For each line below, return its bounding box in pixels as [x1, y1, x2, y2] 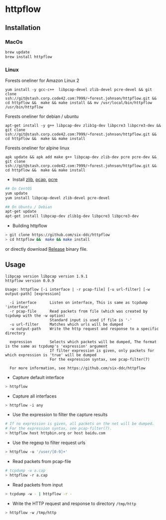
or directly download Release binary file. [5, 246, 88, 252]
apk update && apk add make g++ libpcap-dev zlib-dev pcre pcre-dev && [5, 154, 157, 159]
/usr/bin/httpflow [5, 104, 43, 109]
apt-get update [5, 209, 37, 214]
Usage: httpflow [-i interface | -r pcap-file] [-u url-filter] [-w [5, 287, 150, 292]
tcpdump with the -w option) [5, 313, 66, 318]
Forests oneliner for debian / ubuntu [5, 113, 79, 119]
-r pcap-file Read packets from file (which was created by [9, 309, 148, 314]
